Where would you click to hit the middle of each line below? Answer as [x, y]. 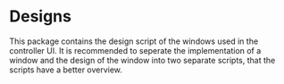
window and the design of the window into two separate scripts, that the [142, 60]
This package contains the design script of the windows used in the [134, 41]
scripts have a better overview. [66, 70]
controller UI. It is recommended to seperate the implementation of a [135, 50]
